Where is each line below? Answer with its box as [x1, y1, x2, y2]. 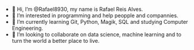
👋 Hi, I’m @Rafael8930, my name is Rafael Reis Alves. [11, 6, 143, 12]
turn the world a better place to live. [11, 37, 100, 44]
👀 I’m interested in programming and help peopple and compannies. [11, 12, 179, 19]
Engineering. [11, 24, 43, 32]
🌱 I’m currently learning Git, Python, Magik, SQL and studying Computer [11, 18, 189, 25]
